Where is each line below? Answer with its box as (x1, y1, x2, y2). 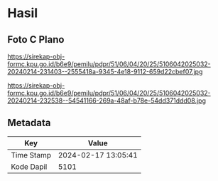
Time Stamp (11, 150, 52, 160)
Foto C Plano (7, 33, 65, 46)
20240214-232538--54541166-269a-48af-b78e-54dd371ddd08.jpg (7, 96, 206, 105)
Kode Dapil (11, 162, 48, 172)
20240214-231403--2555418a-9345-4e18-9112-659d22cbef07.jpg (7, 68, 203, 76)
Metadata (7, 117, 51, 129)
